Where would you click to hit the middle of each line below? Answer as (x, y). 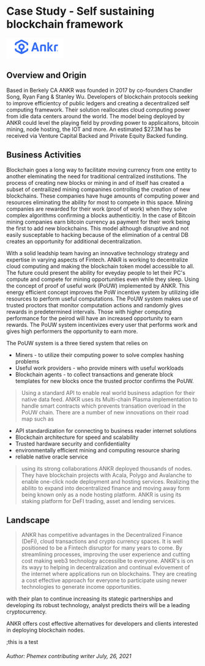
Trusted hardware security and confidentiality (73, 443)
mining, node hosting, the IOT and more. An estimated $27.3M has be (94, 129)
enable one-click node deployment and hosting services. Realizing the (110, 481)
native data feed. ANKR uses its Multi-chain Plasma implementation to (109, 399)
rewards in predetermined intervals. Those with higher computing (89, 312)
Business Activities (44, 155)
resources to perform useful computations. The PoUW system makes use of (102, 299)
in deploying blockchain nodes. (46, 630)
